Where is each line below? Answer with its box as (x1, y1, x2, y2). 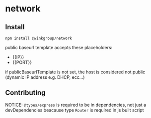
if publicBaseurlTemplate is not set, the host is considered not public (5, 69, 146, 75)
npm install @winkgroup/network (5, 36, 72, 41)
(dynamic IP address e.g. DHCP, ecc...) (5, 74, 85, 80)
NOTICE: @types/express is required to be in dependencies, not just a (5, 102, 147, 108)
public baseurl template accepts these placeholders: (5, 45, 113, 50)
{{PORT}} (12, 59, 32, 65)
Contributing (5, 89, 46, 97)
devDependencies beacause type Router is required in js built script (5, 107, 144, 113)
